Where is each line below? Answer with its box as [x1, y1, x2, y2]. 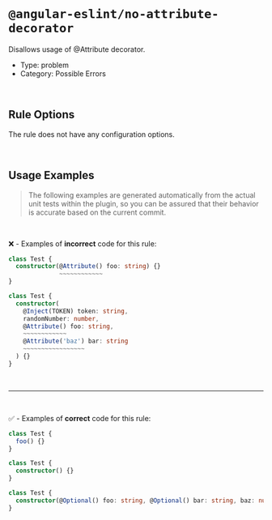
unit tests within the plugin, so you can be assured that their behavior [28, 198, 259, 208]
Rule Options [8, 108, 75, 121]
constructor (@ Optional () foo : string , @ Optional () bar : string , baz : [15, 497, 255, 505]
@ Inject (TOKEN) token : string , [23, 307, 129, 315]
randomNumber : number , [23, 314, 100, 322]
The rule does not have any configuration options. [8, 129, 176, 139]
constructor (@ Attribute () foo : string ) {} [15, 262, 161, 271]
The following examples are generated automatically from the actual [28, 190, 256, 200]
